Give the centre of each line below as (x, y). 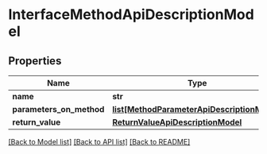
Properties (35, 61)
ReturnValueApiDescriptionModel (177, 122)
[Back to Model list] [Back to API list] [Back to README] (99, 142)
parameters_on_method (58, 109)
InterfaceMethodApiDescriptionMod (131, 15)
